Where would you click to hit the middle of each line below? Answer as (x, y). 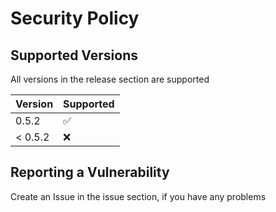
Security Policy (75, 18)
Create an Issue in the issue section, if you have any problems (138, 196)
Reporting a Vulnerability (90, 172)
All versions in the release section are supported (110, 79)
